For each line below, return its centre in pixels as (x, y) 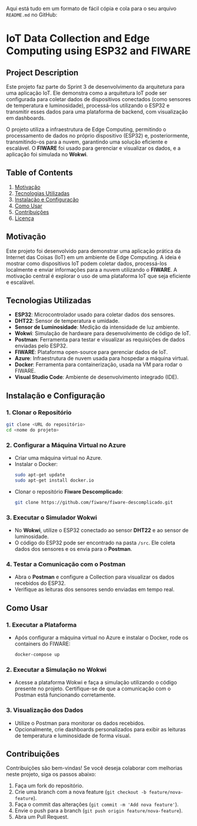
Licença (24, 218)
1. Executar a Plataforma (41, 624)
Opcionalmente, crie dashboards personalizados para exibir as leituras (100, 729)
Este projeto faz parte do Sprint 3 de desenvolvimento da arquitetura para (96, 87)
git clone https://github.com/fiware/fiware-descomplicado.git (94, 502)
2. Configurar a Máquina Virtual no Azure (66, 445)
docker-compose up (37, 655)
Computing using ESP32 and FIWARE (98, 51)
